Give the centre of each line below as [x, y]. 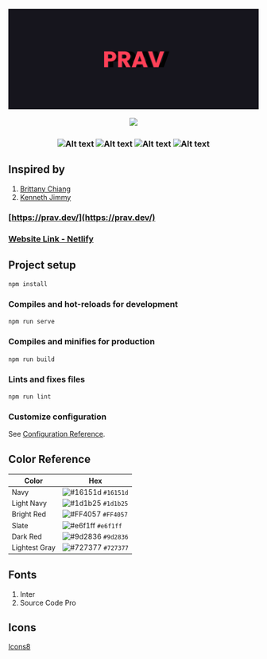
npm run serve [32, 322]
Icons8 [19, 647]
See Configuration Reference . [57, 434]
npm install [28, 284]
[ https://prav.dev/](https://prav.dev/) [82, 218]
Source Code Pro [48, 602]
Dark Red [27, 536]
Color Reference [50, 459]
